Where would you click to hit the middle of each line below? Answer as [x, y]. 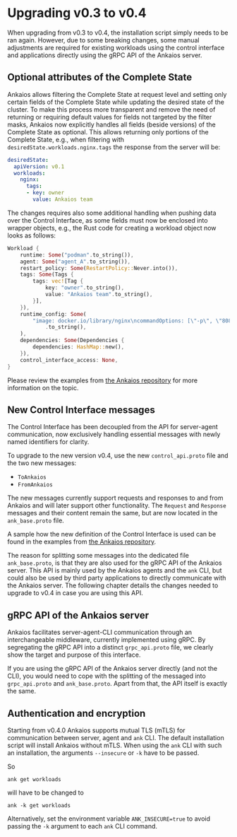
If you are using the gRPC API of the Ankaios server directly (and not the [112, 669]
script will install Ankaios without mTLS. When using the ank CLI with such [115, 745]
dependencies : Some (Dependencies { [72, 341]
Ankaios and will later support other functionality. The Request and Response [117, 505]
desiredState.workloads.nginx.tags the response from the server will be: [114, 147]
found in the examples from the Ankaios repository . [82, 542]
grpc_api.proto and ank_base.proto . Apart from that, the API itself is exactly [117, 684]
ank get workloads [34, 779]
